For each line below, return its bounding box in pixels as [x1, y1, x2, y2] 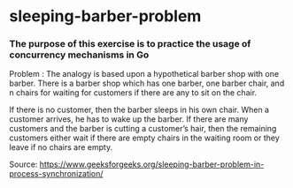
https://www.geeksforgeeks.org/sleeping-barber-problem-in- [39, 159, 265, 169]
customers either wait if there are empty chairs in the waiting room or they [9, 132, 281, 143]
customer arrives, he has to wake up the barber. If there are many [9, 114, 249, 124]
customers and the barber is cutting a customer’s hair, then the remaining [9, 124, 277, 134]
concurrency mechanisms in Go [9, 49, 150, 61]
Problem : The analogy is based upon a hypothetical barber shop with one [9, 69, 280, 79]
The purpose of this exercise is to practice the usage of [9, 38, 251, 50]
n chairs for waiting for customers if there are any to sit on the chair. [9, 87, 258, 98]
